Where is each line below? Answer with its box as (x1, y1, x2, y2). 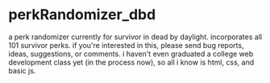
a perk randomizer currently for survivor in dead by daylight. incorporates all (8, 32, 263, 41)
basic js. (8, 65, 36, 75)
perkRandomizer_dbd (8, 6, 156, 24)
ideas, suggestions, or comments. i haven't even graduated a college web (8, 49, 254, 58)
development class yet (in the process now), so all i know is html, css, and (8, 57, 255, 67)
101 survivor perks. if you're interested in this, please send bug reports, (8, 40, 244, 49)
